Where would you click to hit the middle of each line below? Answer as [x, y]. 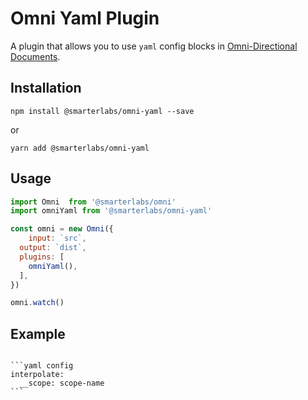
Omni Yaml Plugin [85, 18]
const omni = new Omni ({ [62, 229]
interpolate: [37, 375]
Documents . [35, 56]
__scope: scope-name [62, 383]
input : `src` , [57, 238]
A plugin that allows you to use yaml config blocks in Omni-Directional [154, 46]
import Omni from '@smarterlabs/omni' [93, 202]
